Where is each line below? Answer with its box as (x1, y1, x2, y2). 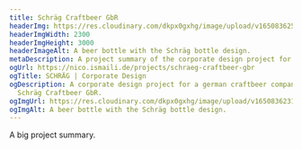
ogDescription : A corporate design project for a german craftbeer (9, 80, 268, 89)
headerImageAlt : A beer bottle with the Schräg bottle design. (9, 47, 252, 56)
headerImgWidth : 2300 (9, 30, 91, 39)
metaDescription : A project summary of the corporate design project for (9, 55, 292, 64)
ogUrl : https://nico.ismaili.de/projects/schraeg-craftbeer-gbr (9, 64, 255, 73)
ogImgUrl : (9, 96, 47, 106)
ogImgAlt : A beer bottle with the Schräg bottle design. (9, 105, 227, 114)
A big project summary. (9, 129, 96, 140)
